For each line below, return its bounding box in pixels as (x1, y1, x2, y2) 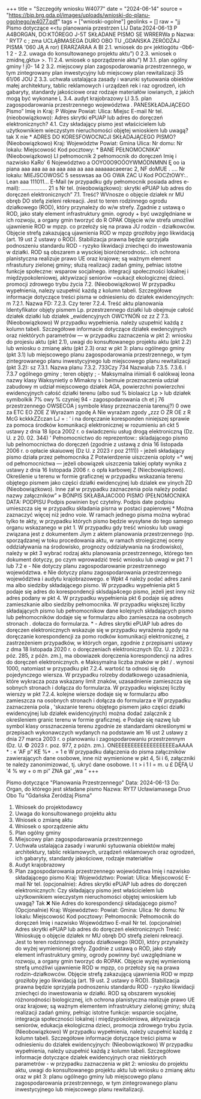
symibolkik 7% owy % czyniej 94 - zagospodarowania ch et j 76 (6, 396, 165, 403)
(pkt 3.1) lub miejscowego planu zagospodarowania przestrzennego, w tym (6, 351, 192, 358)
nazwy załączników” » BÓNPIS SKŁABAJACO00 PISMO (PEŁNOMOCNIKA (6, 492, 190, 499)
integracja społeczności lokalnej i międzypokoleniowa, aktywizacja (14, 1015, 180, 1022)
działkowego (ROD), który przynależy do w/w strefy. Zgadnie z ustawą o (6, 204, 185, 210)
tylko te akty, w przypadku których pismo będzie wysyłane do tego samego (6, 518, 193, 524)
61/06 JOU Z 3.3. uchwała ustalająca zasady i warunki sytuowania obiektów (6, 75, 194, 83)
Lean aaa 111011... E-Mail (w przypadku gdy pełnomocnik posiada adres (6, 178, 182, 185)
